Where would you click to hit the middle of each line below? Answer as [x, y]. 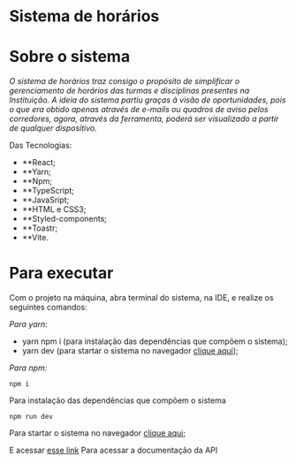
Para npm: [28, 368]
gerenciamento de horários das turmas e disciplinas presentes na [129, 91]
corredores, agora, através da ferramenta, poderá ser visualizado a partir [144, 119]
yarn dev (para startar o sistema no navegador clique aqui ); [130, 351]
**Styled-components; [65, 219]
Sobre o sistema [70, 57]
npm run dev [31, 417]
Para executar [61, 274]
